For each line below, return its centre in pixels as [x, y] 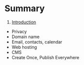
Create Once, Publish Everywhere [45, 57]
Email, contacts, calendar [37, 42]
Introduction [24, 22]
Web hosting [24, 47]
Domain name [25, 37]
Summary [25, 9]
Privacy [19, 31]
